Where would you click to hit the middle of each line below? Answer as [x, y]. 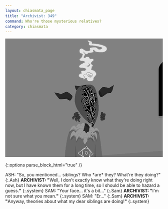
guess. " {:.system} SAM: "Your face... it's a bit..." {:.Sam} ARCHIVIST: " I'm [82, 191]
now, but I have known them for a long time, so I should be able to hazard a [82, 185]
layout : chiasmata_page [30, 11]
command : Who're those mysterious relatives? [53, 21]
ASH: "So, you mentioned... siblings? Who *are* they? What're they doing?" [83, 175]
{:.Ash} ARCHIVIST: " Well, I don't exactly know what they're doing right [79, 180]
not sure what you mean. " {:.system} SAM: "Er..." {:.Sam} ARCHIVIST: [77, 196]
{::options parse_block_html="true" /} [44, 165]
